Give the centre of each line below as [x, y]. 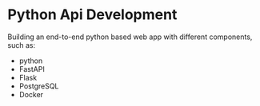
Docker [31, 94]
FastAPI [32, 69]
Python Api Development [92, 15]
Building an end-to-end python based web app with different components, [130, 37]
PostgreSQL [39, 86]
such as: [22, 45]
